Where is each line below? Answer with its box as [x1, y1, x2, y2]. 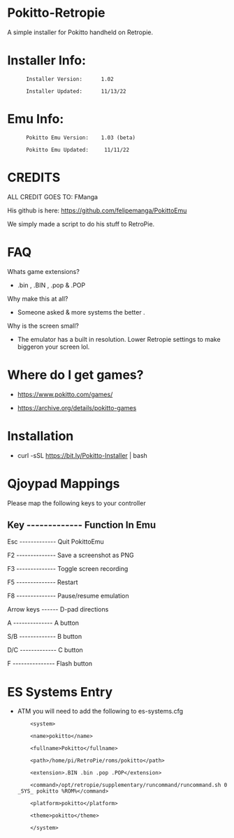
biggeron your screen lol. [17, 342, 90, 351]
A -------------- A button [7, 619, 79, 627]
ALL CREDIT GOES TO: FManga [7, 192, 98, 201]
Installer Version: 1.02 [25, 75, 114, 82]
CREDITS [7, 170, 61, 185]
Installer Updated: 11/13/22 [25, 87, 127, 95]
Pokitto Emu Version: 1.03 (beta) [25, 134, 136, 141]
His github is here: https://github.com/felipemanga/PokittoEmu [7, 206, 187, 215]
